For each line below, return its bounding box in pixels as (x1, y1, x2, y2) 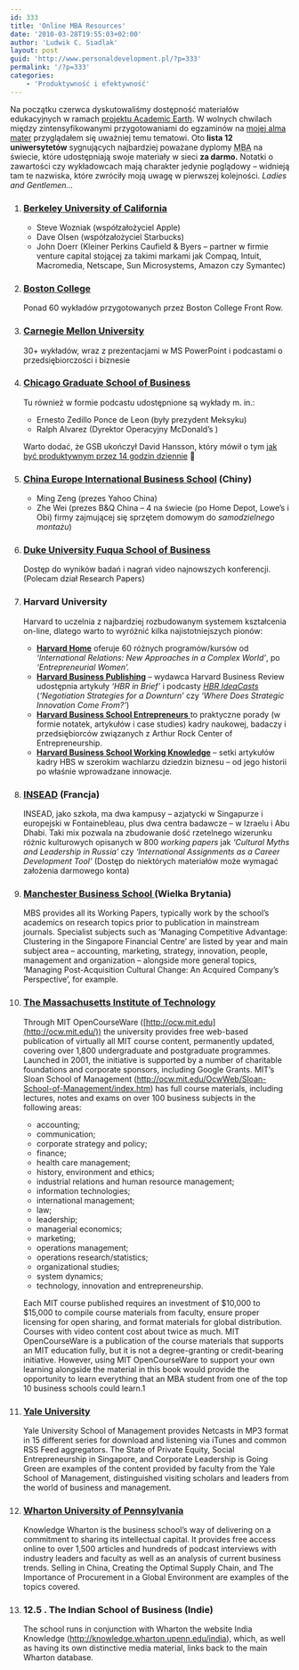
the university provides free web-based (102, 1026, 248, 1037)
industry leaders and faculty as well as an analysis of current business (22, 1553, 281, 1564)
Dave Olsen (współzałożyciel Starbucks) (36, 231, 185, 242)
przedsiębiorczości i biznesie (22, 354, 131, 366)
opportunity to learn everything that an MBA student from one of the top (22, 1373, 288, 1384)
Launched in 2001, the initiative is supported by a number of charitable (22, 1054, 283, 1065)
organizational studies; (36, 1261, 120, 1271)
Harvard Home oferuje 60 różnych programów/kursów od (36, 643, 249, 654)
